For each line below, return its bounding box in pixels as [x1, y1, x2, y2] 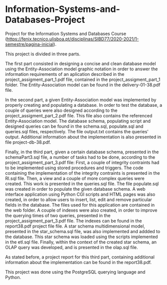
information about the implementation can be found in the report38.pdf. [5, 259, 152, 265]
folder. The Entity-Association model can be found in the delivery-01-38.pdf [5, 81, 161, 88]
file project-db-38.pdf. [5, 139, 51, 145]
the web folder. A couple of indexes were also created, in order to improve [5, 207, 158, 213]
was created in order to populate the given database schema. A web [5, 186, 146, 192]
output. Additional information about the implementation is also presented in [5, 134, 161, 140]
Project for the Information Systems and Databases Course [5, 30, 126, 36]
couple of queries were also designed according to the [5, 107, 118, 113]
